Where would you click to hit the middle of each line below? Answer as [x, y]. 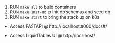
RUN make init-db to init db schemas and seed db [60, 12]
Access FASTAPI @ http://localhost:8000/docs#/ [58, 26]
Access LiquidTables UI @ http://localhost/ [52, 36]
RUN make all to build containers [43, 7]
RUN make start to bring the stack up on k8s [54, 17]
